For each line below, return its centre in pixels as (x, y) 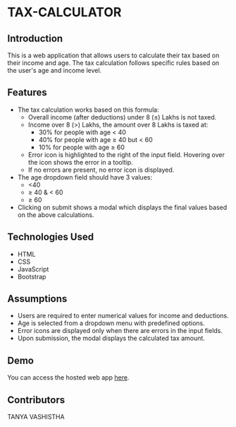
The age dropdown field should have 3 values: (85, 177)
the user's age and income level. (55, 70)
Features (27, 93)
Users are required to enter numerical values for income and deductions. (123, 316)
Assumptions (37, 299)
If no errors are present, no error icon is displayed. (101, 170)
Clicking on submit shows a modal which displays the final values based (122, 207)
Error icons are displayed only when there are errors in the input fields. (120, 331)
